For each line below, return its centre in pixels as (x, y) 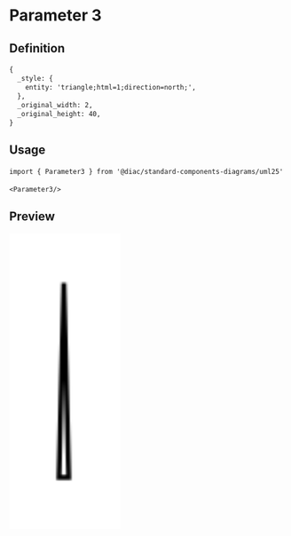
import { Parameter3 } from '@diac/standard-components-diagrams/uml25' (146, 171)
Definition (37, 48)
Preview (32, 217)
